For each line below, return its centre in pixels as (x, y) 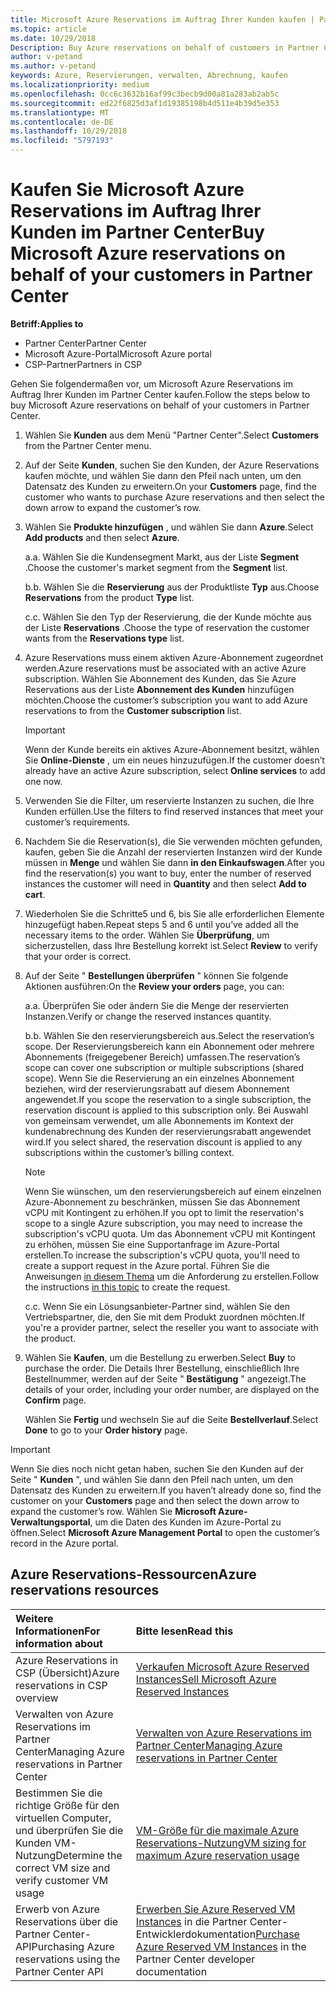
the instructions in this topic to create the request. (127, 1287)
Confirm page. (55, 1400)
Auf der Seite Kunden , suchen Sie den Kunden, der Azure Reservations (172, 465)
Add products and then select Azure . (102, 537)
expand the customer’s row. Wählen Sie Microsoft (113, 1511)
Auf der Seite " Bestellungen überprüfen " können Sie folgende (156, 975)
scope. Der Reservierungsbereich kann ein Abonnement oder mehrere (169, 1046)
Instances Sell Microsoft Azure (206, 1679)
